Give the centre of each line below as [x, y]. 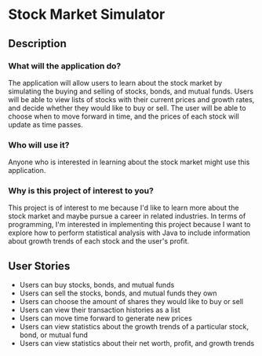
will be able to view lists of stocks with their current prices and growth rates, [131, 99]
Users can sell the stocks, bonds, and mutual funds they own [118, 293]
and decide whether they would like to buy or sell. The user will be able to [127, 108]
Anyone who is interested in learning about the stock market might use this [129, 162]
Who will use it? [39, 145]
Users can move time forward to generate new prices [106, 318]
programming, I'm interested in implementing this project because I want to [129, 225]
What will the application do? [65, 66]
